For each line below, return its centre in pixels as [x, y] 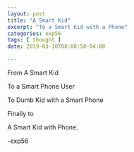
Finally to [20, 114]
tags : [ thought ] [34, 40]
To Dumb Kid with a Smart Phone [55, 100]
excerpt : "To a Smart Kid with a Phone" [68, 27]
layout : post [26, 14]
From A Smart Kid [33, 72]
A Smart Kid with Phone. [43, 127]
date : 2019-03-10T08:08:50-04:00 [56, 46]
